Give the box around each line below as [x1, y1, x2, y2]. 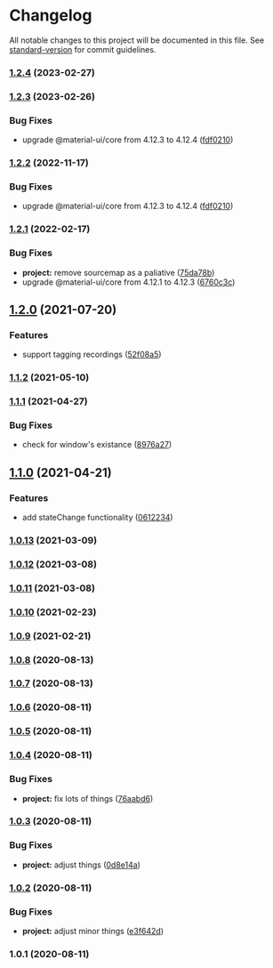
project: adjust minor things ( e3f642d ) [21, 925, 165, 936]
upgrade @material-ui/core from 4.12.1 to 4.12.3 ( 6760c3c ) [21, 277, 236, 287]
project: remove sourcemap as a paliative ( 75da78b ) [21, 267, 215, 278]
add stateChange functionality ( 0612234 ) [21, 512, 173, 523]
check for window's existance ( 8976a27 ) [21, 440, 173, 450]
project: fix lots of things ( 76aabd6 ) [21, 793, 154, 803]
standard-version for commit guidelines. [9, 44, 157, 54]
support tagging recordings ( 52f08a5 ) [21, 349, 162, 360]
